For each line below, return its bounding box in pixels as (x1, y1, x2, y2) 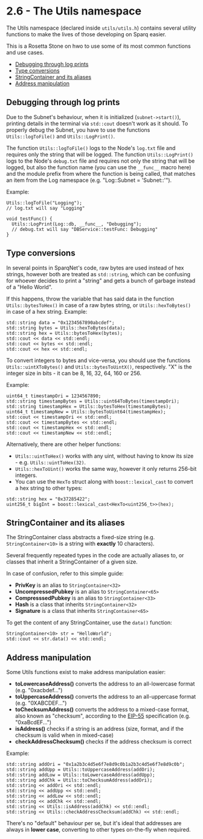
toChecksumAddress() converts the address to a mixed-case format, (14, 706, 189, 713)
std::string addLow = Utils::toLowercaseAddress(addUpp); (6, 772, 155, 778)
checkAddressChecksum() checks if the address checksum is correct (14, 738, 192, 745)
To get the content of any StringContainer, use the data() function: (6, 619, 172, 626)
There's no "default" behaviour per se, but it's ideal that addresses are (6, 820, 182, 827)
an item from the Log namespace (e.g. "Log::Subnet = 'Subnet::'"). (6, 177, 172, 184)
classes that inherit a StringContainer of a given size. (6, 558, 138, 566)
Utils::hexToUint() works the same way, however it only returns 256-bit (14, 465, 197, 472)
